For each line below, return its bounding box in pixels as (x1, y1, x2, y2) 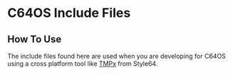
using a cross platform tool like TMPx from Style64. (7, 59, 158, 68)
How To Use (7, 33, 62, 45)
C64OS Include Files (7, 5, 131, 21)
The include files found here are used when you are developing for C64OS (7, 52, 227, 60)
